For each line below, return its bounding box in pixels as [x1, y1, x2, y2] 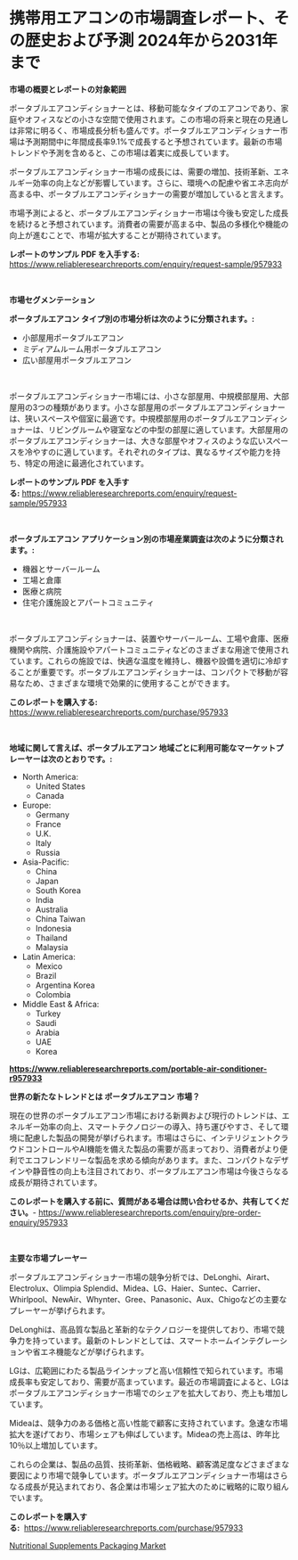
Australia [35, 904, 68, 915]
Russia [35, 847, 60, 858]
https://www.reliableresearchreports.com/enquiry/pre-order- [38, 1207, 262, 1218]
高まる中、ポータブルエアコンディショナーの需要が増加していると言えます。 [9, 188, 289, 199]
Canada [35, 790, 65, 801]
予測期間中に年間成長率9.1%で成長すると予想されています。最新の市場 [24, 135, 283, 147]
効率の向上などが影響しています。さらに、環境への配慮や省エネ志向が [32, 177, 289, 188]
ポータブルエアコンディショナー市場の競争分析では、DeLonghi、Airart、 [9, 1271, 275, 1282]
